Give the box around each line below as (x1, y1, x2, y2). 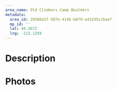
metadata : (5, 12, 26, 17)
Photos (5, 76, 36, 87)
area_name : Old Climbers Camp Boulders (5, 7, 90, 13)
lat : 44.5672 (10, 26, 37, 31)
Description (5, 53, 56, 64)
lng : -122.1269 (10, 31, 42, 36)
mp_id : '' (10, 21, 30, 27)
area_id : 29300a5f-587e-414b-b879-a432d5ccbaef (10, 17, 112, 22)
